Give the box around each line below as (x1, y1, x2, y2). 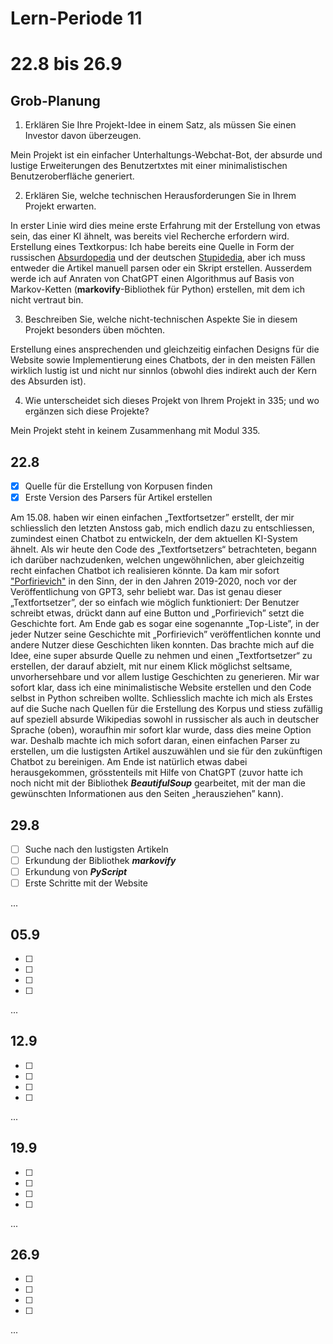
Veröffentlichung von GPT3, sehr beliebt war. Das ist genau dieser (10, 586, 283, 598)
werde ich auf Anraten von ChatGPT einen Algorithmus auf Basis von (10, 273, 295, 285)
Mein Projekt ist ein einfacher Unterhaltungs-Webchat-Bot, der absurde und (10, 149, 323, 161)
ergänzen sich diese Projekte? (24, 405, 150, 417)
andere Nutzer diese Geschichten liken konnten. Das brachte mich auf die (10, 639, 315, 651)
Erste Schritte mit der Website (24, 877, 148, 889)
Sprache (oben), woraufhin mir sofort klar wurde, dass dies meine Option (10, 724, 312, 736)
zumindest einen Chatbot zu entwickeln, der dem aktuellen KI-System (10, 533, 298, 545)
